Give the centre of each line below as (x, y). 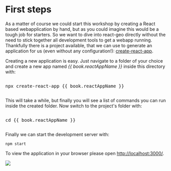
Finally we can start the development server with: (57, 134)
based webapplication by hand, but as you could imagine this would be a (82, 29)
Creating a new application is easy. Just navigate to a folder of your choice (84, 61)
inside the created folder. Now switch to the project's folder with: (74, 106)
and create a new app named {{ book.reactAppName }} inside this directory (85, 66)
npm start (16, 144)
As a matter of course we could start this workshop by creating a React (80, 24)
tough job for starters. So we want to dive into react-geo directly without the (85, 34)
